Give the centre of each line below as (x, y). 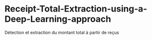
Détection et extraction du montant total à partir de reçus (62, 32)
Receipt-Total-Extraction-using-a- (76, 9)
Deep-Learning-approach (58, 19)
